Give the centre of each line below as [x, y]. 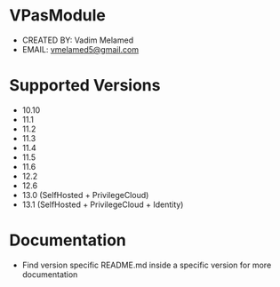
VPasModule [58, 16]
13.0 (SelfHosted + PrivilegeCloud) [85, 195]
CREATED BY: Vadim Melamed [78, 40]
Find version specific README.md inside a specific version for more [147, 265]
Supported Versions [85, 86]
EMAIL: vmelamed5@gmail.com [80, 49]
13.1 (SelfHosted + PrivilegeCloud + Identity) [103, 204]
